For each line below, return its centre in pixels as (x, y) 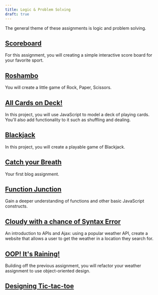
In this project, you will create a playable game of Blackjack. (65, 147)
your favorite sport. (24, 60)
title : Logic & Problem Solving (38, 10)
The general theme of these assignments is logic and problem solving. (76, 28)
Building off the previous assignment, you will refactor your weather (73, 266)
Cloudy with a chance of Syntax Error (63, 221)
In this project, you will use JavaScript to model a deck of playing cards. (77, 114)
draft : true (17, 14)
